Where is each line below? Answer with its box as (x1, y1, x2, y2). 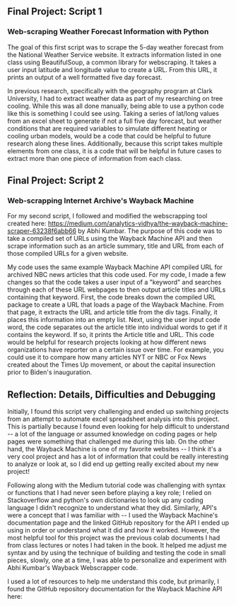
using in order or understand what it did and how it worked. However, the (7, 526, 220, 535)
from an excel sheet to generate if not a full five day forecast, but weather (7, 117, 222, 125)
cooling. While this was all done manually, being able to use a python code (7, 102, 225, 110)
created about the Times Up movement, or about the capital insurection (7, 360, 216, 369)
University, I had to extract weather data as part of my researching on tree (7, 94, 223, 102)
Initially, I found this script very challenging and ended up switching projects (7, 408, 229, 416)
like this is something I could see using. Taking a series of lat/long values (7, 109, 219, 117)
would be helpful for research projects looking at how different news (7, 338, 207, 347)
